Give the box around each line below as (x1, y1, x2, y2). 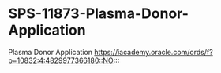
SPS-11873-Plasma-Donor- (8, 5, 189, 23)
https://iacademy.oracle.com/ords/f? (94, 47, 213, 57)
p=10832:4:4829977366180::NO (8, 56, 114, 65)
